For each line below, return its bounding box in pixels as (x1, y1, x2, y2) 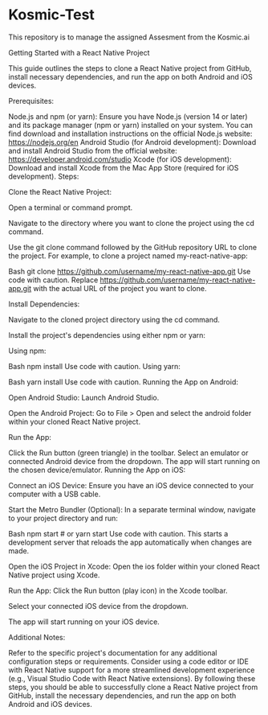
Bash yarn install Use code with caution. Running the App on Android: (8, 376, 239, 387)
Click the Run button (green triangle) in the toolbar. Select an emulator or (8, 448, 249, 458)
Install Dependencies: (8, 299, 80, 309)
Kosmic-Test (8, 6, 95, 24)
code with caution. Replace (8, 275, 99, 285)
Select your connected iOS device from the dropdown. (8, 601, 189, 610)
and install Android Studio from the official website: (8, 146, 178, 155)
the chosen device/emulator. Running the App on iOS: (8, 465, 186, 475)
